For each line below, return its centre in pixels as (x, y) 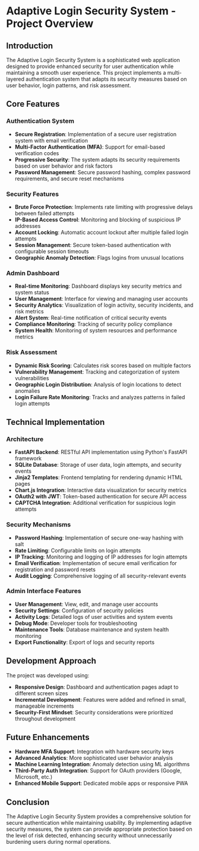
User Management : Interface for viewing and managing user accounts (101, 299)
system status (32, 292)
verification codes (37, 153)
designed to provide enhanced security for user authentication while (90, 66)
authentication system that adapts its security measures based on (106, 79)
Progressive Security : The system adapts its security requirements (97, 159)
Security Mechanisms (39, 525)
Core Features (33, 104)
